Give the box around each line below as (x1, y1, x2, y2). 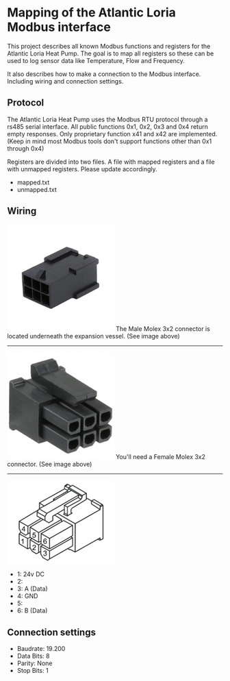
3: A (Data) (16, 584, 48, 593)
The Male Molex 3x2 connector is (115, 324, 210, 333)
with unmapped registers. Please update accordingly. (7, 164, 157, 173)
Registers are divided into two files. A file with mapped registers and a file (7, 158, 215, 166)
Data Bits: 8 (16, 652, 50, 660)
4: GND (16, 592, 38, 600)
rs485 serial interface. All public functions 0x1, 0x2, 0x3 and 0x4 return (7, 122, 209, 131)
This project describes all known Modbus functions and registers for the (7, 42, 211, 50)
